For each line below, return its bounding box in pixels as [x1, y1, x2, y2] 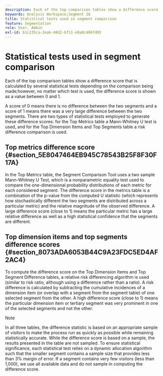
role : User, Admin [5, 26, 42, 30]
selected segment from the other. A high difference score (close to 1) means [5, 295, 159, 301]
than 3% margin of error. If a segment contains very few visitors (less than [5, 355, 155, 361]
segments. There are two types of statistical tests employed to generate [5, 113, 150, 119]
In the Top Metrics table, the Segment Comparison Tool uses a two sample [5, 171, 155, 177]
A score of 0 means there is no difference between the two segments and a [5, 103, 157, 108]
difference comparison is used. [5, 129, 68, 135]
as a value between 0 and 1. [5, 93, 61, 99]
